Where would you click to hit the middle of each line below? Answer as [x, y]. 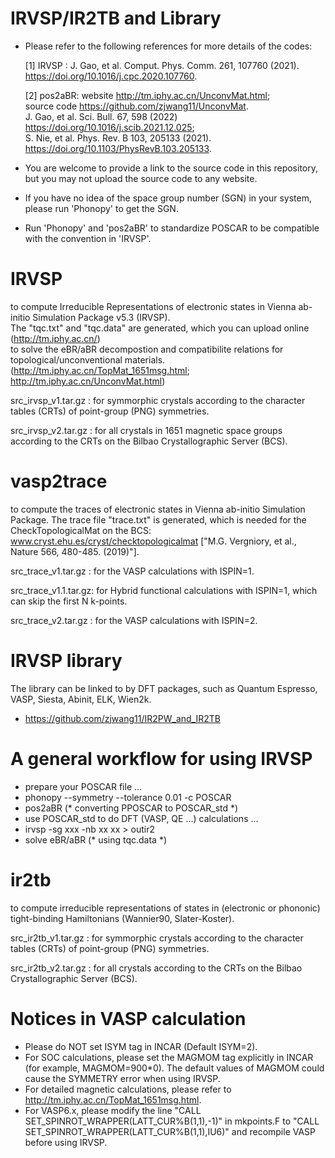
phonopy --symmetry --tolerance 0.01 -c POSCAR [128, 797]
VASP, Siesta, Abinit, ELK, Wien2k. [81, 699]
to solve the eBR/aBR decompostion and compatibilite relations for [147, 349]
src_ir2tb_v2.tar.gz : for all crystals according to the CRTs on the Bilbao [156, 968]
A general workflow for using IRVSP [161, 758]
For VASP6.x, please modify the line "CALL [113, 1110]
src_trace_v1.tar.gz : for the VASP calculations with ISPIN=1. [132, 571]
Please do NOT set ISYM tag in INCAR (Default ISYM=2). [141, 1046]
